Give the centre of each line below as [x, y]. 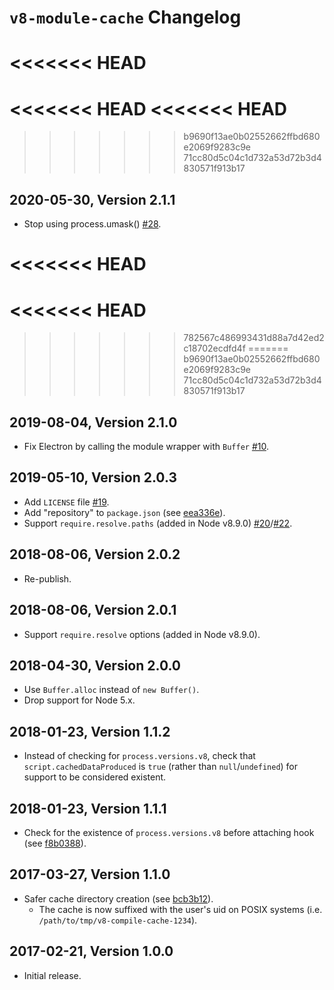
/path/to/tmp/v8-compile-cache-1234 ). [118, 920]
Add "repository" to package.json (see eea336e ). [124, 512]
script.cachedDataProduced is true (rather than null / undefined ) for [161, 767]
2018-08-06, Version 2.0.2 [95, 554]
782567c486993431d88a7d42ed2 [254, 338]
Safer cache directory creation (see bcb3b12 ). [118, 898]
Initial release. [52, 975]
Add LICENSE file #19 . [66, 502]
